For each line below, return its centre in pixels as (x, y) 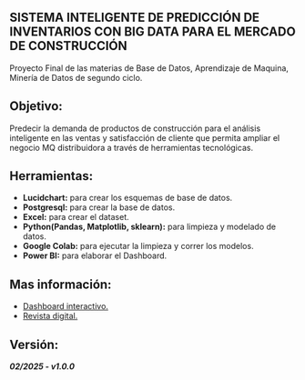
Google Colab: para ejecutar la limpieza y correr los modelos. (138, 246)
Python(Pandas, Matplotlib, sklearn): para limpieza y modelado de (149, 227)
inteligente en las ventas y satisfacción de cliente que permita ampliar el (145, 137)
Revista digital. (50, 316)
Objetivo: (36, 106)
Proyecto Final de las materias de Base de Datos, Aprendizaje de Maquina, (149, 68)
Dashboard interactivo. (66, 306)
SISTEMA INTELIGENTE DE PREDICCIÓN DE (135, 18)
